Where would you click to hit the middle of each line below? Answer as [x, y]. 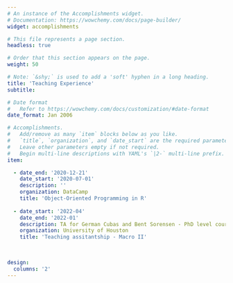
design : [18, 262]
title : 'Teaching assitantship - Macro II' [84, 237]
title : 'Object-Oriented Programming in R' [84, 198]
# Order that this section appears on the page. [79, 58]
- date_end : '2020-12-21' [51, 173]
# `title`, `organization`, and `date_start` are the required [103, 141]
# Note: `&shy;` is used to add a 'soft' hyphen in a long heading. [108, 77]
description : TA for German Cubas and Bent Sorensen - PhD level [116, 224]
